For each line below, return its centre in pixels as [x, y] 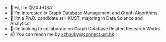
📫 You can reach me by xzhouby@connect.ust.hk [62, 34]
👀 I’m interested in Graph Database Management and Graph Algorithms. [84, 13]
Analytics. [20, 23]
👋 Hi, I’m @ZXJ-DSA [31, 8]
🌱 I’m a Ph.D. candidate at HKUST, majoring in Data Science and [76, 18]
